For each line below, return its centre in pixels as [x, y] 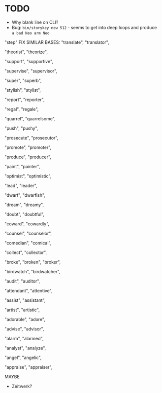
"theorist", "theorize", [26, 52]
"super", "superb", [23, 80]
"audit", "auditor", [22, 281]
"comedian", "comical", [28, 243]
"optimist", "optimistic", [28, 176]
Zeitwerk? [22, 386]
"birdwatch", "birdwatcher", [32, 271]
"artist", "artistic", [22, 310]
